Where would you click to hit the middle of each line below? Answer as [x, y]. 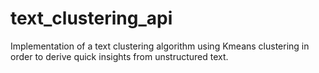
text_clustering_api [91, 18]
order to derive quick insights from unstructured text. [119, 56]
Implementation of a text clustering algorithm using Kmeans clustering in [160, 46]
